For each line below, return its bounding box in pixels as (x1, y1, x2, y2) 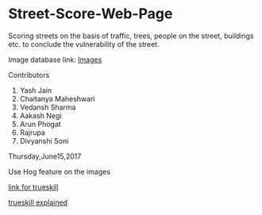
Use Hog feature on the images (8, 167, 111, 176)
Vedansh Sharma (19, 102, 76, 112)
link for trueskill (8, 182, 59, 191)
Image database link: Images (8, 55, 102, 64)
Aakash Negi (19, 110, 62, 120)
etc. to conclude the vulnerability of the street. (8, 39, 160, 48)
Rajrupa (19, 128, 46, 137)
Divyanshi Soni (19, 136, 69, 145)
